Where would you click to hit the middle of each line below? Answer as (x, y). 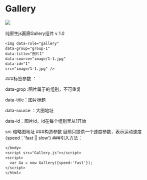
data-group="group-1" (28, 48)
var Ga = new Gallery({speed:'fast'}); (51, 163)
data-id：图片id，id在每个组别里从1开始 (46, 121)
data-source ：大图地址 (29, 110)
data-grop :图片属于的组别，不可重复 (43, 89)
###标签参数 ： (21, 78)
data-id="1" (17, 64)
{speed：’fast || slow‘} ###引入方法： (44, 138)
